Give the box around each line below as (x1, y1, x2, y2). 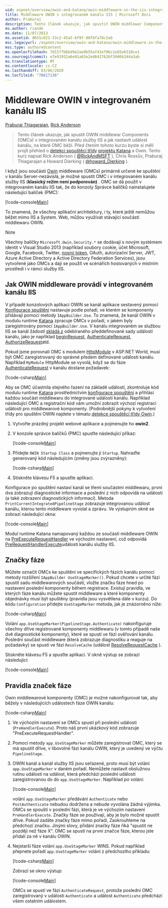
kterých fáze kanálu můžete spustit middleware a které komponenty (5, 590, 145, 596)
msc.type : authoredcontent (5, 45, 61, 50)
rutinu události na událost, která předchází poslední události (12, 771, 136, 777)
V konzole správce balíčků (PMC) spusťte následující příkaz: (12, 430, 136, 436)
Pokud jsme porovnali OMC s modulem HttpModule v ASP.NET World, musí (5, 348, 160, 354)
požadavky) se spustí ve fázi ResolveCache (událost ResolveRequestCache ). (5, 642, 162, 648)
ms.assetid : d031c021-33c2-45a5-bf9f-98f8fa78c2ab (5, 36, 113, 41)
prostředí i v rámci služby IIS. (5, 265, 65, 271)
